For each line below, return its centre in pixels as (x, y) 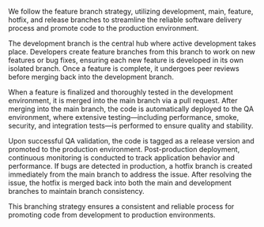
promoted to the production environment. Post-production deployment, (124, 149)
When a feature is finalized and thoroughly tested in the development (121, 92)
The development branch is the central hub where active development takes (132, 43)
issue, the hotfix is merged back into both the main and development (120, 183)
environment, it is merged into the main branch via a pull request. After (123, 100)
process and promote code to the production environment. (104, 28)
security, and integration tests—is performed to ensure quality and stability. (131, 126)
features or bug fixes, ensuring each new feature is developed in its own (126, 60)
